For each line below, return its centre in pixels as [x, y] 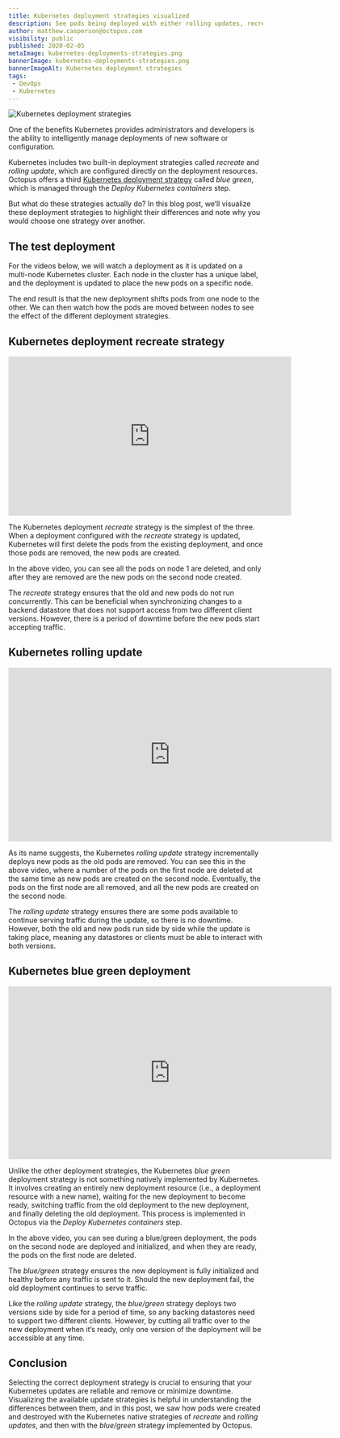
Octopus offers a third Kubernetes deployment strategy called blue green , [131, 179]
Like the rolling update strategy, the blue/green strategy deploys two [122, 1303]
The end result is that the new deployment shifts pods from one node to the [134, 299]
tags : [17, 76]
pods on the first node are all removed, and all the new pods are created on [134, 887]
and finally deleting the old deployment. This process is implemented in [127, 1213]
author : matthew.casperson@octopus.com [76, 31]
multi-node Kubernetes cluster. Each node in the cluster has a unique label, [133, 275]
